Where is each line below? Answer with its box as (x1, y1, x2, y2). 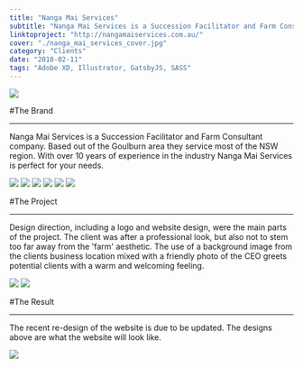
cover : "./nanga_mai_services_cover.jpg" (9, 38, 168, 48)
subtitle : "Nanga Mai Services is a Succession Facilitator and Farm (9, 22, 277, 31)
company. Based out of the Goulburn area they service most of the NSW (9, 141, 279, 152)
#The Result (9, 296, 55, 307)
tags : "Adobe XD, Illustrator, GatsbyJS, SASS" (9, 64, 192, 73)
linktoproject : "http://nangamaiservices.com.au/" (9, 30, 204, 39)
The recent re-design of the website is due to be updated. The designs (9, 322, 272, 333)
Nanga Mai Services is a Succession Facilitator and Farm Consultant (9, 131, 263, 142)
